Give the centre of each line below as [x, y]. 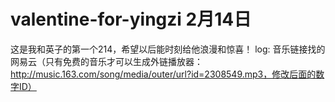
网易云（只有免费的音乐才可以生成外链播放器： [106, 61]
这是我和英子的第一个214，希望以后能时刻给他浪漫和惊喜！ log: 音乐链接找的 [168, 49]
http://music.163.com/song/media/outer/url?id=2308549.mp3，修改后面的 [163, 74]
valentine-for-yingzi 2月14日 [131, 19]
